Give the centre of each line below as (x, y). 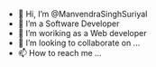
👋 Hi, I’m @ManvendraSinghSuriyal (83, 14)
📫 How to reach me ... (60, 53)
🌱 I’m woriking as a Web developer (82, 33)
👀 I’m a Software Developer (69, 24)
